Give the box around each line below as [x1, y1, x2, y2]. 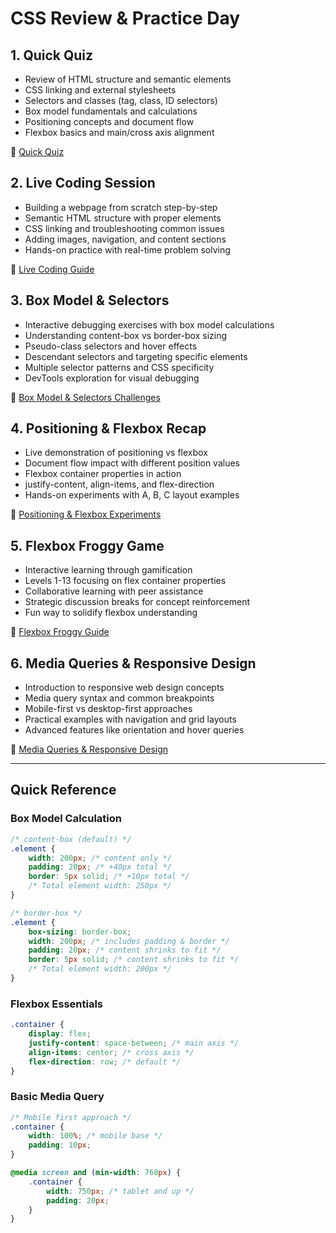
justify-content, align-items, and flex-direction [24, 478, 215, 491]
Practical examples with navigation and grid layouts [24, 713, 237, 726]
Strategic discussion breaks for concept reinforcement [24, 596, 250, 608]
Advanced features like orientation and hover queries [24, 724, 245, 736]
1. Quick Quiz [10, 47, 94, 64]
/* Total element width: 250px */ [28, 881, 172, 891]
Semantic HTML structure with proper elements [24, 212, 222, 224]
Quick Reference [10, 782, 117, 799]
